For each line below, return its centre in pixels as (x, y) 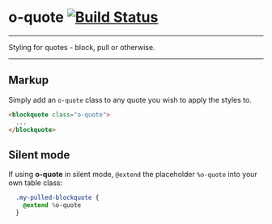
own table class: (36, 183)
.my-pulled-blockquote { (57, 198)
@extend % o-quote (52, 205)
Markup (29, 80)
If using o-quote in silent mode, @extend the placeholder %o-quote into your (133, 175)
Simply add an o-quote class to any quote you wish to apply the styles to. (130, 99)
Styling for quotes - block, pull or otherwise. (82, 47)
